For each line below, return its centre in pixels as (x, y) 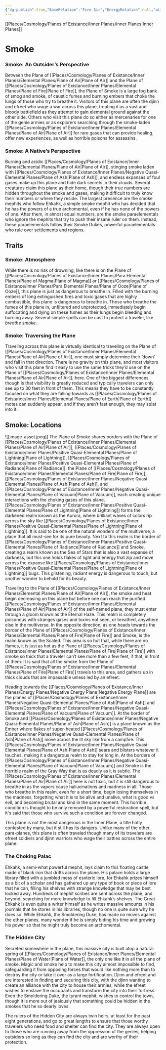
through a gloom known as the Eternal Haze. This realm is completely (76, 614)
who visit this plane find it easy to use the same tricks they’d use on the (78, 367)
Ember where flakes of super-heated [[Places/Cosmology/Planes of (74, 729)
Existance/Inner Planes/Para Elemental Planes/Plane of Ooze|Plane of (76, 286)
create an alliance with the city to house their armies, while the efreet (75, 985)
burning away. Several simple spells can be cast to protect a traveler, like (79, 318)
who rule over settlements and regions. (45, 230)
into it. (12, 409)
